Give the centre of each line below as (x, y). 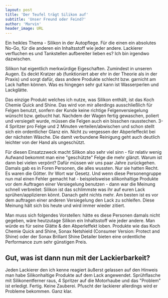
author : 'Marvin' (23, 24)
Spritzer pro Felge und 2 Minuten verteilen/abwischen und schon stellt (82, 127)
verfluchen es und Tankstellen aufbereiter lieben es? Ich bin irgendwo (77, 54)
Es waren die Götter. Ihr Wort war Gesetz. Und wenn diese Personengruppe (83, 173)
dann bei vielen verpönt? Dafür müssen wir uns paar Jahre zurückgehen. (80, 163)
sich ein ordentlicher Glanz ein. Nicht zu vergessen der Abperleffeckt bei (80, 132)
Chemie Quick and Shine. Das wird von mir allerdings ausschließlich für (79, 105)
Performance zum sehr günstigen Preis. (46, 242)
